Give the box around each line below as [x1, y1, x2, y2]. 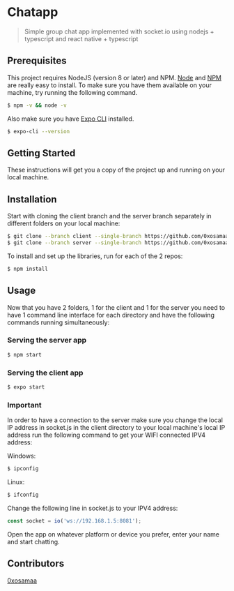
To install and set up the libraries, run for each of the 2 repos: [7, 252, 183, 260]
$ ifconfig [7, 491, 39, 499]
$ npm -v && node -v [7, 102, 68, 109]
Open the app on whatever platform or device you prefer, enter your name [7, 530, 219, 538]
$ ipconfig [7, 465, 39, 472]
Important [7, 400, 42, 410]
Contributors [7, 558, 65, 569]
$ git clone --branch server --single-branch [7, 239, 141, 246]
